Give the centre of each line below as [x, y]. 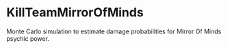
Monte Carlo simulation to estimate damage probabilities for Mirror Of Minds [114, 31]
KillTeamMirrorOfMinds [75, 13]
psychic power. [28, 38]
